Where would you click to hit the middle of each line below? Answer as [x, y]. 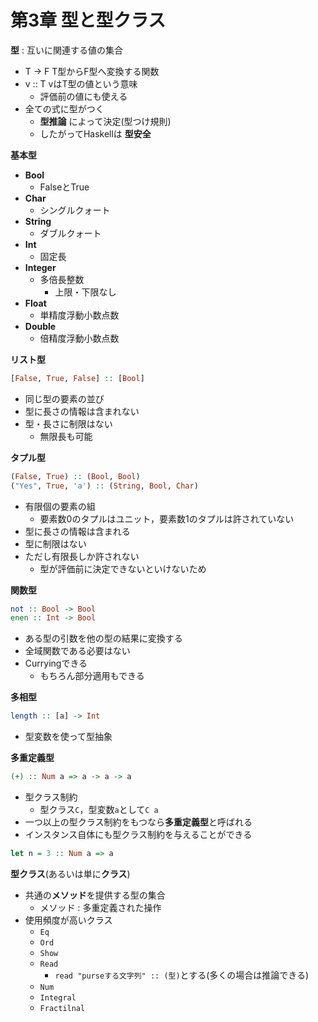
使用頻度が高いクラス [68, 920]
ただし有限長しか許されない [82, 556]
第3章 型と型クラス [88, 20]
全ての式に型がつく [64, 108]
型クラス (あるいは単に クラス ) [70, 873]
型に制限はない [55, 543]
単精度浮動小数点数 [79, 315]
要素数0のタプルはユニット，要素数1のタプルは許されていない [167, 518]
